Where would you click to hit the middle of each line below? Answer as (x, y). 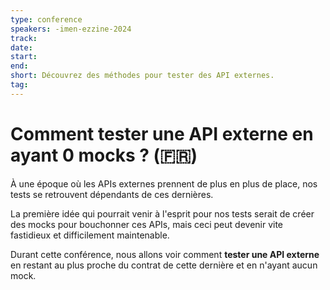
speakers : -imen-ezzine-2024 (71, 29)
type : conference (46, 19)
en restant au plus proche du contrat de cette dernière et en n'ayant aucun (164, 265)
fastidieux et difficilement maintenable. (90, 235)
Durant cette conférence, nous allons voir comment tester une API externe (165, 254)
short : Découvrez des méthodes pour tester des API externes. (142, 76)
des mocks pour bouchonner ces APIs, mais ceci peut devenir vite (147, 224)
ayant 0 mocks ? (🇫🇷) (104, 155)
